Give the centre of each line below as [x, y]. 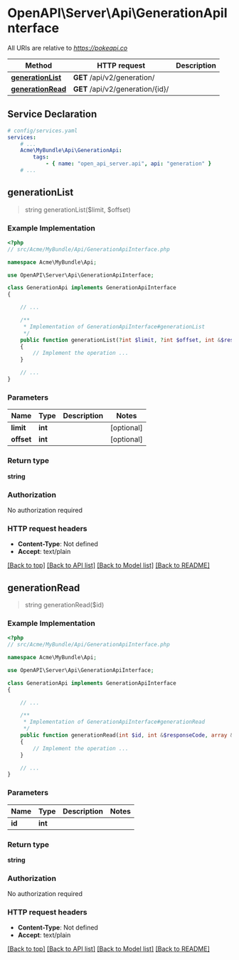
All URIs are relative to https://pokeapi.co [68, 48]
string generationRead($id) [64, 604]
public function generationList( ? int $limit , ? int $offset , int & [121, 340]
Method [38, 65]
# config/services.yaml [43, 130]
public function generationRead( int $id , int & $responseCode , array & [127, 735]
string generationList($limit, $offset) [78, 209]
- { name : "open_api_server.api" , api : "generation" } [128, 164]
